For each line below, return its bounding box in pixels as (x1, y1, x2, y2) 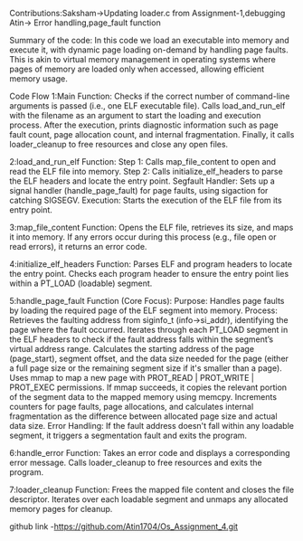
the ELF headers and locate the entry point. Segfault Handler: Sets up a (9, 176, 276, 186)
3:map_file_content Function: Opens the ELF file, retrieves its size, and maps (9, 222, 294, 233)
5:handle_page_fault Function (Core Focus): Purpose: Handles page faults (9, 296, 285, 306)
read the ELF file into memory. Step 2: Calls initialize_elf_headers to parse (9, 166, 283, 176)
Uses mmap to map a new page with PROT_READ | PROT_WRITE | (9, 373, 255, 383)
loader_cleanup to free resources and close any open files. (9, 139, 229, 149)
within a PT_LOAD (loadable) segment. (9, 278, 153, 289)
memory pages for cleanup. (9, 504, 113, 514)
